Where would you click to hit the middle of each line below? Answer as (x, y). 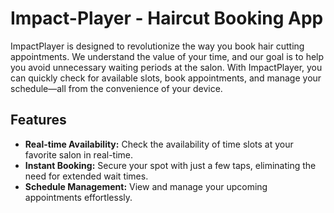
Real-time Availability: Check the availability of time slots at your (159, 144)
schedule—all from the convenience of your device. (116, 88)
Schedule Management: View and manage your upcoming (146, 186)
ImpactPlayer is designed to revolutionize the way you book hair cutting (157, 46)
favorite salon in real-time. (79, 154)
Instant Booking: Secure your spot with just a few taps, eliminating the (170, 165)
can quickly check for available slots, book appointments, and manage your (166, 78)
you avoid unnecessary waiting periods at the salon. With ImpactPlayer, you (166, 67)
